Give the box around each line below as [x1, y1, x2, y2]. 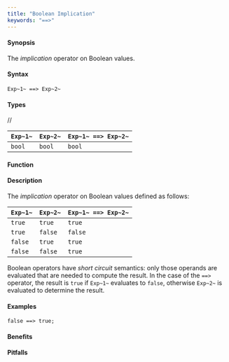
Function [7, 160, 34, 169]
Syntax [7, 70, 29, 78]
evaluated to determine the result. [7, 286, 105, 294]
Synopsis [7, 39, 36, 47]
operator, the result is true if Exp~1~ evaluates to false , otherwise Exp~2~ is [7, 278, 223, 287]
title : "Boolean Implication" [7, 10, 96, 18]
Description [7, 176, 43, 185]
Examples [7, 302, 37, 310]
